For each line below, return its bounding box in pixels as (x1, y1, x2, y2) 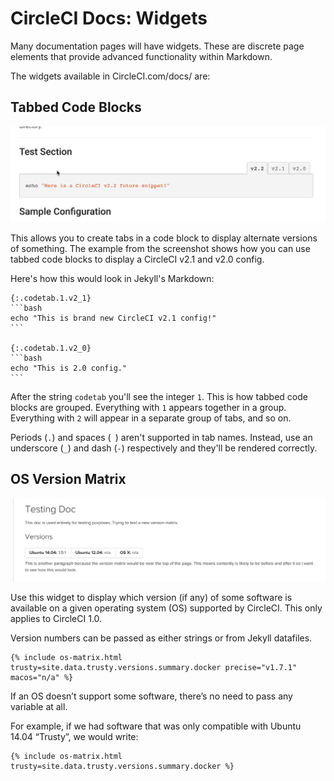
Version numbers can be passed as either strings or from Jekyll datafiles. (10, 632, 313, 644)
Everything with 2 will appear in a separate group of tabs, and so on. (10, 412, 292, 424)
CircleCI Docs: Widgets (10, 7, 208, 30)
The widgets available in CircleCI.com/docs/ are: (10, 70, 211, 82)
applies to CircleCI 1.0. (10, 613, 103, 624)
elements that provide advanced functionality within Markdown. (10, 50, 273, 62)
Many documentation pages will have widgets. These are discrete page (10, 40, 305, 52)
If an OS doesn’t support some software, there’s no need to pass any (10, 690, 293, 702)
